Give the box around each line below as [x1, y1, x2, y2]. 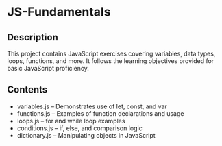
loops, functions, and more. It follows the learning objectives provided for [7, 57, 214, 65]
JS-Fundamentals [7, 4, 111, 20]
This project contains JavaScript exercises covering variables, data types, [7, 49, 216, 58]
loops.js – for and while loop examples [16, 117, 125, 125]
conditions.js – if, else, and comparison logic [16, 124, 143, 132]
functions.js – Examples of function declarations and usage [16, 109, 184, 117]
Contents [7, 84, 48, 96]
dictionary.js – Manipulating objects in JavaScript [16, 131, 156, 139]
